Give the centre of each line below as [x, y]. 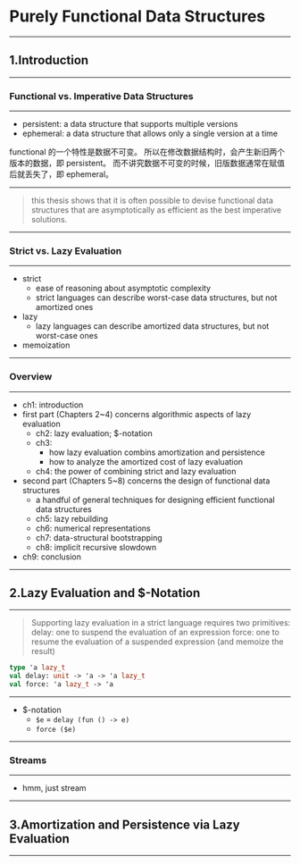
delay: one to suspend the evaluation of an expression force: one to [155, 633]
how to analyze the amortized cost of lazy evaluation [146, 461]
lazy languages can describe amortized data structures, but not [152, 326]
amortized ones [64, 307]
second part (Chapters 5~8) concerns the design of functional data [146, 481]
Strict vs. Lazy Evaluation [66, 250]
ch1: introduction [53, 405]
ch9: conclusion [52, 557]
